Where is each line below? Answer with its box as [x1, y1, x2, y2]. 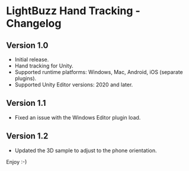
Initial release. [14, 56, 49, 63]
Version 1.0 [6, 40, 49, 50]
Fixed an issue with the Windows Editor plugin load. [14, 114, 141, 121]
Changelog [6, 17, 62, 30]
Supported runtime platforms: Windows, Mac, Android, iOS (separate [14, 69, 184, 75]
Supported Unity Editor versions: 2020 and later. [14, 81, 133, 88]
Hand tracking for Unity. [14, 62, 74, 69]
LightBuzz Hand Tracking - [6, 4, 140, 18]
